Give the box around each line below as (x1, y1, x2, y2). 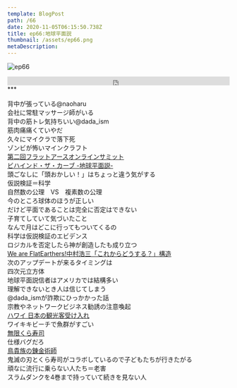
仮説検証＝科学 (7, 179, 51, 187)
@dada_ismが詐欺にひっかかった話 (7, 293, 109, 302)
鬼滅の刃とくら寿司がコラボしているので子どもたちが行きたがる (7, 356, 193, 363)
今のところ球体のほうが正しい (7, 197, 94, 205)
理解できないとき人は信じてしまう (7, 285, 107, 293)
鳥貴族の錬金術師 (7, 346, 57, 355)
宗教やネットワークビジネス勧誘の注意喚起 (7, 303, 131, 310)
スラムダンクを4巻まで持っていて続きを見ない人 (7, 373, 147, 381)
